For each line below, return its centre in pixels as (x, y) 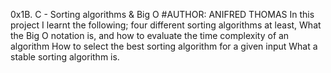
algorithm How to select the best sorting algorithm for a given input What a (164, 46)
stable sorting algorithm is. (65, 57)
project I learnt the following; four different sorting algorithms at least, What (166, 25)
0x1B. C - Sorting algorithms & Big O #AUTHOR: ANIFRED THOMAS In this (162, 14)
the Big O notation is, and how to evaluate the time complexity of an (150, 35)
